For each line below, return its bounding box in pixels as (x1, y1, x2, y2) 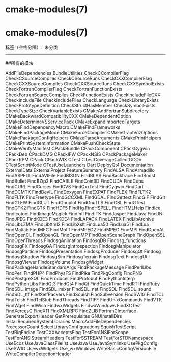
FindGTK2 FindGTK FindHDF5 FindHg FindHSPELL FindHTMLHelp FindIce (5, 205, 161, 212)
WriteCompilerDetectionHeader (5, 351, 71, 357)
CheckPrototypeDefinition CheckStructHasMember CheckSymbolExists (5, 103, 156, 109)
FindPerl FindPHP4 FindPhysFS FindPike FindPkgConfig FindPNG (5, 270, 142, 276)
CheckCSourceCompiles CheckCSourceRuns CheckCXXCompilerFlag (5, 75, 152, 82)
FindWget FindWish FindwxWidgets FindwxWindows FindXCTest (5, 303, 141, 309)
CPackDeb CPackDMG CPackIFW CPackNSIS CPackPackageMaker (5, 151, 148, 157)
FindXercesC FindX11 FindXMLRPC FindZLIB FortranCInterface (5, 308, 136, 314)
